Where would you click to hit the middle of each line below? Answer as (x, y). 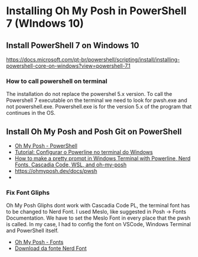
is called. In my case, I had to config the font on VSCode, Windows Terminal (98, 224)
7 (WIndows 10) (45, 23)
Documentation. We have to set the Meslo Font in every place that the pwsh (98, 218)
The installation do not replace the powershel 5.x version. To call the (89, 94)
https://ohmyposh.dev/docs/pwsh (56, 171)
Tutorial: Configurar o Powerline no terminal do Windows (84, 152)
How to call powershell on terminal (57, 81)
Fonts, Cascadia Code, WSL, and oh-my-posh (71, 165)
